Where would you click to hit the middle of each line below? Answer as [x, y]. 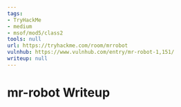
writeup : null [28, 59]
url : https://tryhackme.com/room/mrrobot [68, 46]
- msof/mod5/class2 [35, 33]
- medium [20, 26]
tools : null [24, 39]
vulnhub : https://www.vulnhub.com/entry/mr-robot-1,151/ [91, 52]
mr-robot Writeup [59, 92]
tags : [15, 13]
